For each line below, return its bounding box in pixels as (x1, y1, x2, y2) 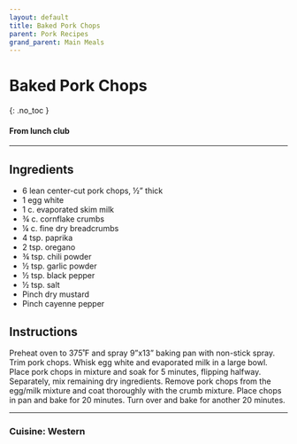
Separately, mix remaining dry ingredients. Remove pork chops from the (9, 376, 271, 386)
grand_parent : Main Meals (9, 37, 104, 47)
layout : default (9, 12, 69, 22)
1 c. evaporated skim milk (21, 205, 115, 215)
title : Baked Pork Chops (9, 21, 101, 30)
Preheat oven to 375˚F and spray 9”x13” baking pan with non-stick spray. (9, 347, 276, 359)
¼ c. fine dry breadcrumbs (21, 223, 119, 234)
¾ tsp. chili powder (21, 252, 92, 262)
